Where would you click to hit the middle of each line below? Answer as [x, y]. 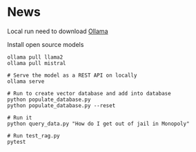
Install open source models [46, 44]
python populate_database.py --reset [61, 105]
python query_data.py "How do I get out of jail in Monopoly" [98, 124]
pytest [17, 142]
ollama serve [26, 81]
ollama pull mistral [37, 63]
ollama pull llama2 [35, 57]
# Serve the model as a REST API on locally [72, 75]
